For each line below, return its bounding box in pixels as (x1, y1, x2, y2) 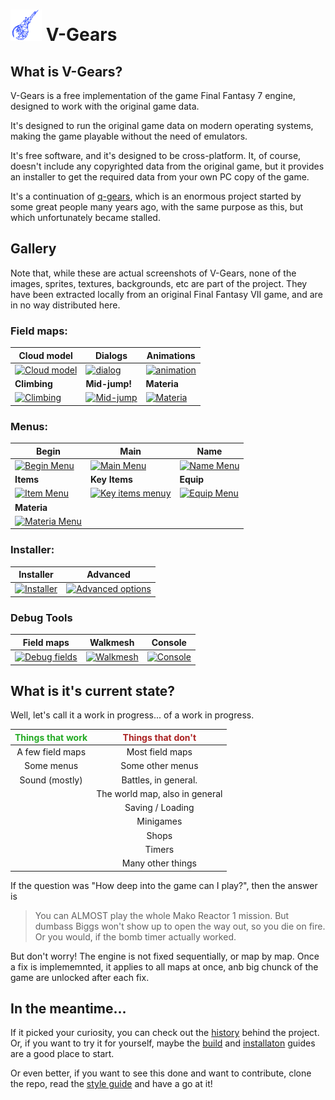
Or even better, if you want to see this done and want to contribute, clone (10, 1067, 312, 1079)
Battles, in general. (121, 774, 198, 786)
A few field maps (16, 746, 87, 758)
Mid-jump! (85, 378, 132, 390)
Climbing (14, 378, 53, 390)
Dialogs (94, 349, 128, 361)
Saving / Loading (124, 802, 195, 814)
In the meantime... (10, 1000, 127, 1017)
